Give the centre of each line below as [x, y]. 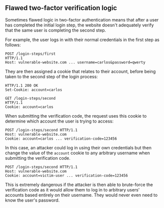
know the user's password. [32, 200]
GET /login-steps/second [30, 98]
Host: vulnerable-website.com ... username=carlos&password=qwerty [75, 62]
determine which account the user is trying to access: [59, 121]
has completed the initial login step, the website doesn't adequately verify [80, 25]
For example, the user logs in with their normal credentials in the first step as [82, 40]
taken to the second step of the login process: [51, 76]
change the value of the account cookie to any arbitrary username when [78, 153]
